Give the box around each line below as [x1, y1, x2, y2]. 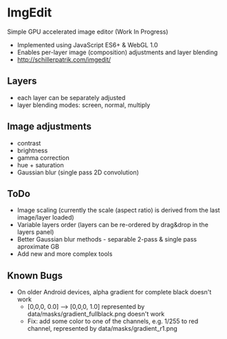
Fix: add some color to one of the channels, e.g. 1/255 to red [27, 317, 199, 325]
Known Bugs [7, 270, 63, 281]
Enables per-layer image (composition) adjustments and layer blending [17, 48, 218, 56]
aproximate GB [17, 242, 60, 251]
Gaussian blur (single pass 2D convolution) [17, 168, 140, 176]
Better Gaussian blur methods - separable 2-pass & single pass [17, 235, 197, 244]
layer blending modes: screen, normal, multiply [17, 101, 151, 109]
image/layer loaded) [17, 213, 74, 222]
